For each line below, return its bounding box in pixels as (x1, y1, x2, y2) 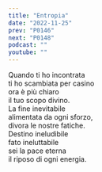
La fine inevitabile (8, 104, 66, 113)
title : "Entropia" (8, 11, 69, 20)
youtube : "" (8, 48, 47, 56)
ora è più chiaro (8, 87, 59, 96)
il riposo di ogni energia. (8, 155, 87, 163)
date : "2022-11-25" (8, 19, 73, 27)
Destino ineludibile (8, 129, 69, 139)
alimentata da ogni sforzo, (8, 113, 93, 121)
